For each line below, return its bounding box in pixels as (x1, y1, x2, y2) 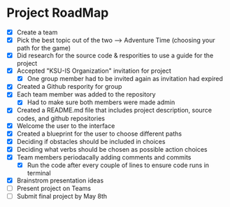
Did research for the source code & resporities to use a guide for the (16, 51, 214, 60)
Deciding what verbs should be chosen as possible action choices (16, 145, 208, 153)
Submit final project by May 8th (16, 192, 108, 200)
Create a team (16, 28, 58, 36)
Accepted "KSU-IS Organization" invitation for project (16, 66, 172, 75)
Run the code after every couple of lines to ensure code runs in (27, 161, 210, 169)
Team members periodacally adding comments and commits (16, 152, 192, 162)
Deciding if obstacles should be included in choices (16, 137, 166, 145)
